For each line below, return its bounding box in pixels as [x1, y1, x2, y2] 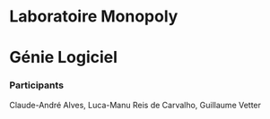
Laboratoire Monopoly [9, 6, 179, 27]
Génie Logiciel [9, 47, 118, 68]
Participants [9, 79, 65, 91]
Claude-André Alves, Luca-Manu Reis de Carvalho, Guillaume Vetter [9, 99, 262, 110]
